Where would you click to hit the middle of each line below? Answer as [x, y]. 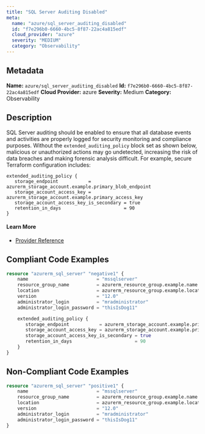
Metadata [25, 71]
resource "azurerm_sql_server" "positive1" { [65, 386]
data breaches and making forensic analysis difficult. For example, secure [99, 158]
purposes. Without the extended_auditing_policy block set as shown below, [102, 145]
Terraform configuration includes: [49, 165]
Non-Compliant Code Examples [68, 372]
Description [29, 118]
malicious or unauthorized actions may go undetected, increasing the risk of [102, 152]
